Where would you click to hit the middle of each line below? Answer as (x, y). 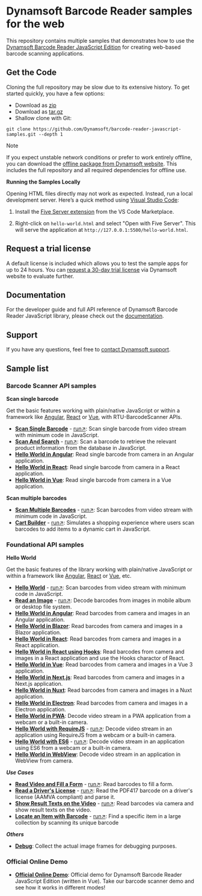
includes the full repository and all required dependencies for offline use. (96, 170)
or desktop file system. (43, 607)
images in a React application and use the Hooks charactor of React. (100, 658)
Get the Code (32, 73)
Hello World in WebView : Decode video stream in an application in (98, 754)
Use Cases (20, 773)
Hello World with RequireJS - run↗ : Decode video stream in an (93, 729)
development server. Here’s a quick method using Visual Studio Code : (93, 200)
